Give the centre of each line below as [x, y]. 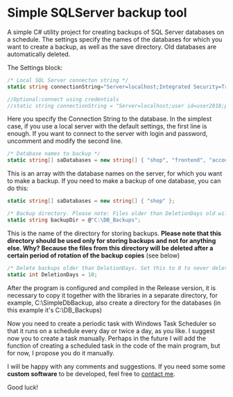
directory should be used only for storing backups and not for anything [112, 240]
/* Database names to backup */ [54, 154]
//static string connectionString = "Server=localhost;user [96, 105]
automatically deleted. [39, 54]
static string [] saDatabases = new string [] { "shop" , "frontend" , [107, 160]
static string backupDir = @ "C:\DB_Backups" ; [74, 220]
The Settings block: [35, 67]
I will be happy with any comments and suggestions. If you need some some [116, 366]
